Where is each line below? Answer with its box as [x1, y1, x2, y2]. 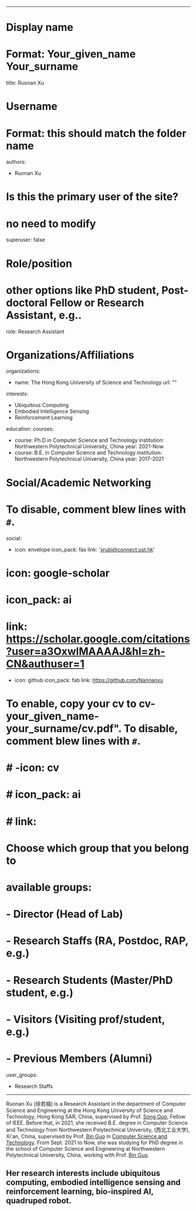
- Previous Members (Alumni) [6, 1052, 153, 1065]
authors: [6, 159, 26, 166]
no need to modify [6, 217, 96, 230]
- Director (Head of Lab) [6, 908, 124, 921]
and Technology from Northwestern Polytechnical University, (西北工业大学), [6, 1126, 190, 1133]
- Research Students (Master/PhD [6, 973, 173, 987]
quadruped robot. [6, 1196, 72, 1206]
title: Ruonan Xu [6, 80, 44, 87]
